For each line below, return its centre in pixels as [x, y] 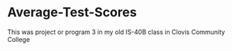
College [19, 39]
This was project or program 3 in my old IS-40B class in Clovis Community [116, 32]
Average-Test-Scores [72, 12]
